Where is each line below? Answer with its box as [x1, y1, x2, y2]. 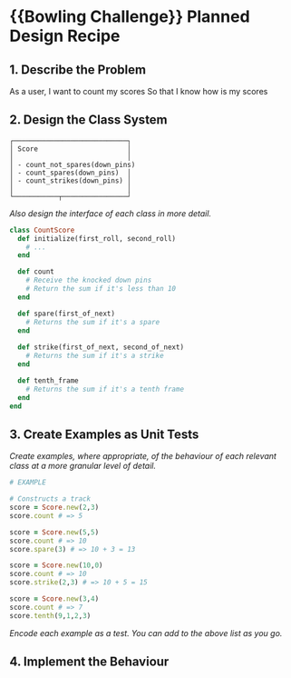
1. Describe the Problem [9, 62, 147, 77]
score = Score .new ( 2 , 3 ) [9, 503, 100, 512]
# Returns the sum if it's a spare [25, 317, 160, 326]
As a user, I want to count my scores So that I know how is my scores [9, 86, 268, 96]
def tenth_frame [17, 375, 79, 385]
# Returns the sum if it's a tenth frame [25, 384, 184, 394]
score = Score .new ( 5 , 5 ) [9, 527, 100, 537]
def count [17, 267, 54, 276]
